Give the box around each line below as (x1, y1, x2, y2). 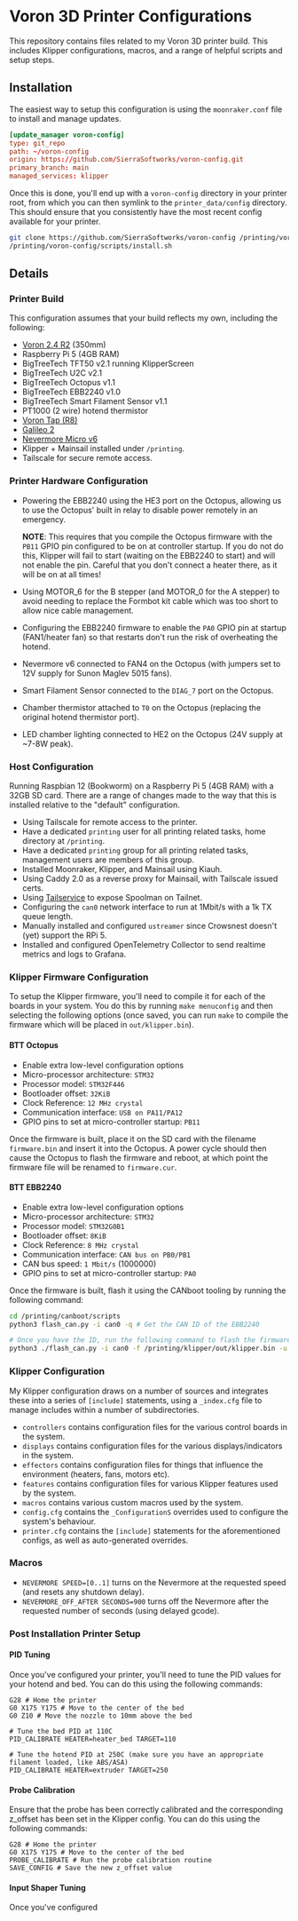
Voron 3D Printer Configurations (9, 6, 253, 27)
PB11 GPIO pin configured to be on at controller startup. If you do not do (21, 540, 284, 552)
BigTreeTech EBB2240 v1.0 (21, 386, 122, 397)
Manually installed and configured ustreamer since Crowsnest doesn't (21, 921, 278, 932)
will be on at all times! (21, 568, 102, 579)
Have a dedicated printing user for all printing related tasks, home (21, 826, 266, 837)
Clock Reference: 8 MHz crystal (21, 1239, 140, 1250)
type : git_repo (9, 139, 66, 147)
